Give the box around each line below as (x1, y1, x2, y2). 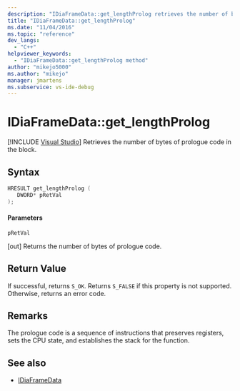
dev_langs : (7, 37, 40, 44)
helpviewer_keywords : (7, 51, 72, 58)
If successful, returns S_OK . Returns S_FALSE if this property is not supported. (7, 281, 232, 290)
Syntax (7, 166, 40, 178)
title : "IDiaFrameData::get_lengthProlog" (7, 17, 136, 24)
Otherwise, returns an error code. (7, 289, 106, 298)
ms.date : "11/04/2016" (7, 24, 75, 31)
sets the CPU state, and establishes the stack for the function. (7, 336, 190, 345)
